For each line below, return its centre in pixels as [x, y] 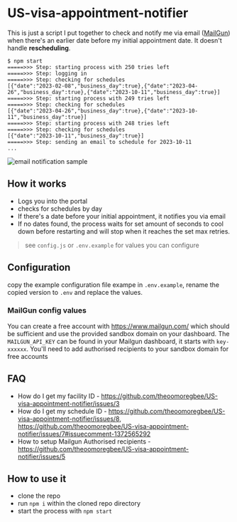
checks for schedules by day [60, 209]
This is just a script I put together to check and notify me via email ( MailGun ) [119, 33]
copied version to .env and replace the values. [75, 292]
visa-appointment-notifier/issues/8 [68, 419]
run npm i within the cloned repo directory [79, 503]
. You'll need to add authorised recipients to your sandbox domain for [127, 349]
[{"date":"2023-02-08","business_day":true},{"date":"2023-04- [103, 86]
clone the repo [39, 496]
